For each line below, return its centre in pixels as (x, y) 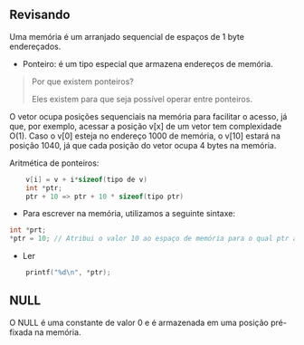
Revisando (40, 15)
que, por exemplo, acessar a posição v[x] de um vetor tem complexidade (146, 126)
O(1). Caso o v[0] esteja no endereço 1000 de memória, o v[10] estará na (145, 136)
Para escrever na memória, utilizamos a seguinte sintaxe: (129, 214)
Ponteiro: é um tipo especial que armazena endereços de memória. (147, 63)
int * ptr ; (44, 188)
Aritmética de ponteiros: (54, 163)
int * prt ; (28, 230)
